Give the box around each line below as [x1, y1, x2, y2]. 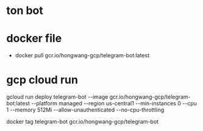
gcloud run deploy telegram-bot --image [6, 93, 109, 101]
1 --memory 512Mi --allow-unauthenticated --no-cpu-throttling [6, 106, 165, 113]
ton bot [6, 4, 44, 18]
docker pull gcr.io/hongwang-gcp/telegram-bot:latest [15, 52, 150, 59]
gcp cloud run [6, 73, 78, 87]
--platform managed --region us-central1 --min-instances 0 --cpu [31, 100, 197, 107]
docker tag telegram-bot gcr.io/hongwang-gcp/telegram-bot [6, 118, 159, 126]
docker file [6, 32, 62, 46]
